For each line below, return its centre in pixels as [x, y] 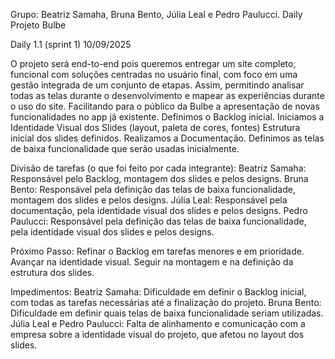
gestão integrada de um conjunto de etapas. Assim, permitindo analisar [157, 85]
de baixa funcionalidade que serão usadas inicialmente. [125, 148]
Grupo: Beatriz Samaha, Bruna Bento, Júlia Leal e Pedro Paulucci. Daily [156, 14]
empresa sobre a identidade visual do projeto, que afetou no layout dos [157, 334]
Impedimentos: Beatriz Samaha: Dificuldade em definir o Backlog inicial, [158, 292]
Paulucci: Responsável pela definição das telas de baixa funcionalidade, [158, 221]
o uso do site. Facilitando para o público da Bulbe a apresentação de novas [165, 106]
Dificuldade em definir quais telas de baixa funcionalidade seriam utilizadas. [167, 313]
